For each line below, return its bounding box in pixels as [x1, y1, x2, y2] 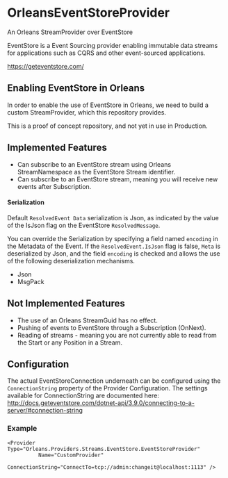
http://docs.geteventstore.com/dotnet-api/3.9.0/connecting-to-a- [7, 399, 195, 407]
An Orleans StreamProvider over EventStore [7, 28, 133, 36]
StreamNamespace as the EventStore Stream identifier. [17, 167, 176, 176]
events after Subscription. [17, 182, 92, 190]
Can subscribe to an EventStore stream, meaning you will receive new [17, 175, 218, 183]
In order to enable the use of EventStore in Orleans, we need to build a [7, 101, 209, 109]
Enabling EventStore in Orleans [7, 82, 145, 94]
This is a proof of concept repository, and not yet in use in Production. [7, 122, 208, 130]
